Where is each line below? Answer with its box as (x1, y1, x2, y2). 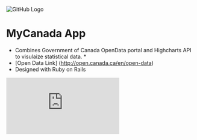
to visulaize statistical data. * (14, 53, 87, 60)
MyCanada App (6, 27, 86, 40)
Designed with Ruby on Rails (14, 65, 86, 73)
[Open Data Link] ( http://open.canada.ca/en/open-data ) (14, 59, 154, 66)
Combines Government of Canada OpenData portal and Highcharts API (14, 46, 192, 53)
